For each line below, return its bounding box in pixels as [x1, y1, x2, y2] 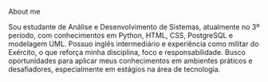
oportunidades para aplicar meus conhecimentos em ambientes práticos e [8, 56, 253, 65]
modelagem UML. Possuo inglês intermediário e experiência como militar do [8, 39, 259, 49]
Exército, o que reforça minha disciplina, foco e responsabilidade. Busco [8, 48, 246, 57]
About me [8, 7, 41, 16]
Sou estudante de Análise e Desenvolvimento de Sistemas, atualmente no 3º [8, 22, 260, 31]
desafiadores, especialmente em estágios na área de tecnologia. [8, 64, 221, 74]
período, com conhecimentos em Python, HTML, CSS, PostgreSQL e [8, 31, 234, 40]
